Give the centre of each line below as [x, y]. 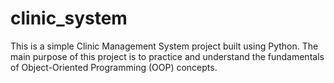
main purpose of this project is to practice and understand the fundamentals [167, 56]
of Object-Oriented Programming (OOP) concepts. [114, 67]
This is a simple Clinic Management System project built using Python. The [164, 46]
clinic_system [69, 18]
